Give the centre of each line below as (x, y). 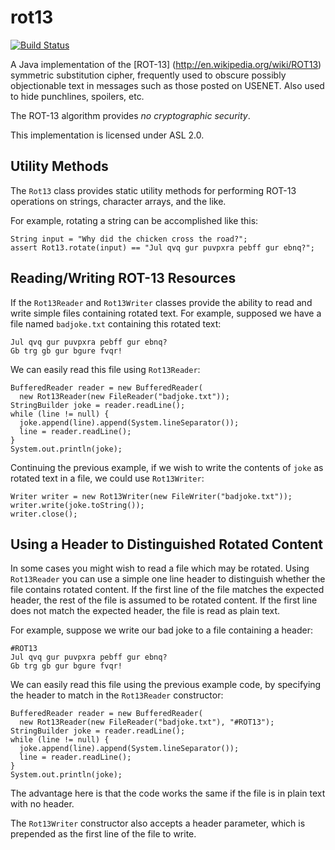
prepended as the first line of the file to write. (103, 834)
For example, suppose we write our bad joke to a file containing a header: (161, 630)
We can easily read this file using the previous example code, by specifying (166, 685)
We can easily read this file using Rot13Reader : (105, 369)
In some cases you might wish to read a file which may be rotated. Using (160, 568)
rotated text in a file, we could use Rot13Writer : (107, 478)
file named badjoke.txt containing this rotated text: (116, 323)
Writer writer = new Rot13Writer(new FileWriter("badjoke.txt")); (151, 496)
